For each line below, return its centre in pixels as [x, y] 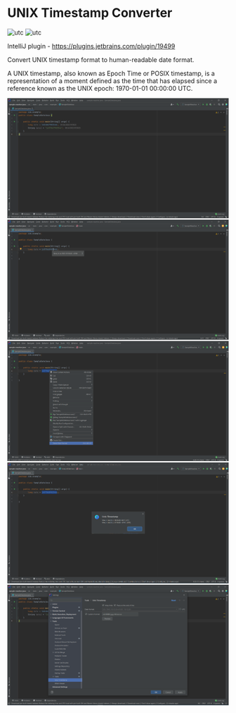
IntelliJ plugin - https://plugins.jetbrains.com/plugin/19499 [91, 46]
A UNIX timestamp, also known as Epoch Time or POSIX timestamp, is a [111, 73]
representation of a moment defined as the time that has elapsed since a [112, 81]
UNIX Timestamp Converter [90, 13]
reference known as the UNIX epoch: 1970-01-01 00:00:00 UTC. [100, 88]
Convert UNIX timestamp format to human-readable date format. [101, 59]
